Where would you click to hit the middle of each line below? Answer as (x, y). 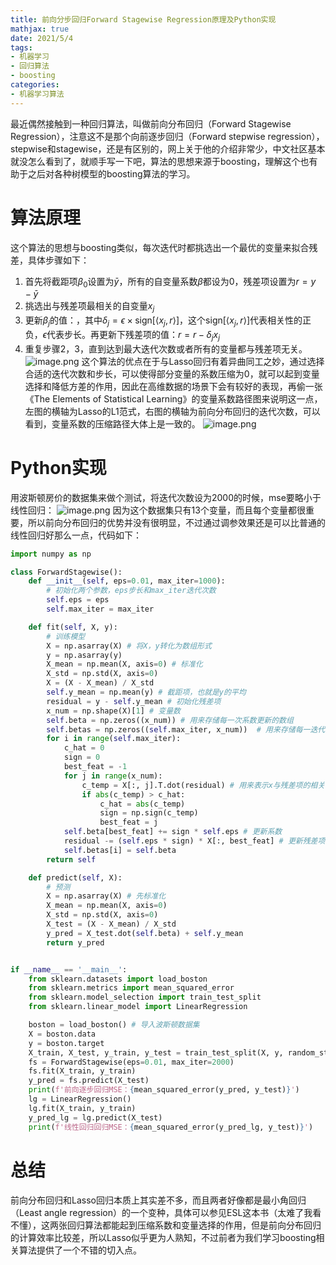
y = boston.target (66, 1043)
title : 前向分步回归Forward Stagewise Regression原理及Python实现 (143, 19)
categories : (35, 85)
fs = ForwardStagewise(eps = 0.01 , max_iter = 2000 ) (131, 1062)
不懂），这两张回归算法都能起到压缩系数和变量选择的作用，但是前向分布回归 (166, 1225)
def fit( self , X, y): (73, 627)
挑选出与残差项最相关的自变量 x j (89, 307)
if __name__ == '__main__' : (69, 969)
